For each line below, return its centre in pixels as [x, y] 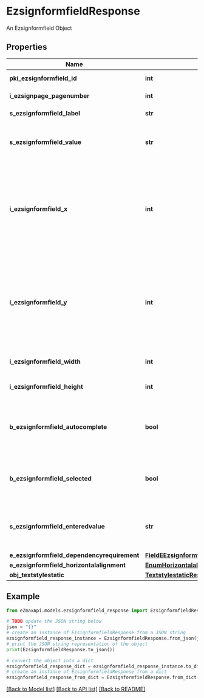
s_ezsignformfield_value [46, 142]
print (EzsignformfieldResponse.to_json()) [61, 649]
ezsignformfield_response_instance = [54, 638]
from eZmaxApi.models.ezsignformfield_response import [77, 611]
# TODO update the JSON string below [54, 621]
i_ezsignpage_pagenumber [49, 95]
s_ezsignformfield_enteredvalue [57, 526]
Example [23, 597]
